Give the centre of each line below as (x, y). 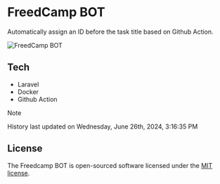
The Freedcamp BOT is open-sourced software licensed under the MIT (110, 165)
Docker (28, 91)
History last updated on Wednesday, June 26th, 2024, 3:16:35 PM (103, 126)
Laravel (28, 84)
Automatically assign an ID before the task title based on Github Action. (110, 32)
